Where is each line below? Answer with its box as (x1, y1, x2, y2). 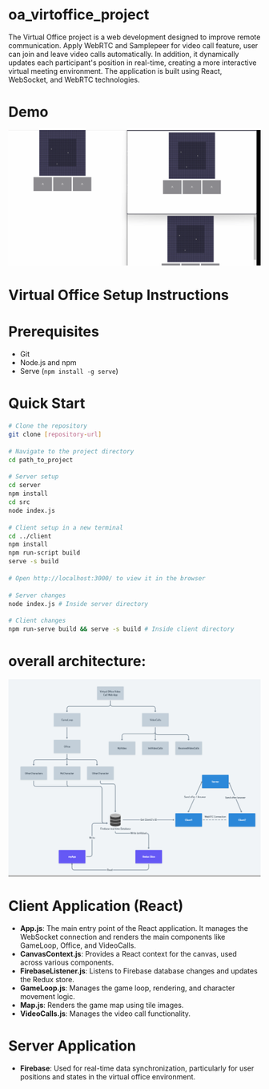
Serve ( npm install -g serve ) (19, 367, 118, 376)
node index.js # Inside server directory (8, 599, 149, 607)
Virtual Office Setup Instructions (8, 286, 230, 304)
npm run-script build (8, 549, 81, 557)
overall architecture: (8, 652, 147, 671)
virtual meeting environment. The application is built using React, (8, 66, 223, 75)
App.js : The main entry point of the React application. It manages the (19, 924, 248, 933)
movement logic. (19, 992, 75, 1002)
